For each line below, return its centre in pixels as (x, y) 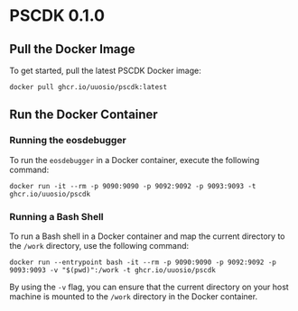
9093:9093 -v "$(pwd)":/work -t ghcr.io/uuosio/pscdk (113, 270)
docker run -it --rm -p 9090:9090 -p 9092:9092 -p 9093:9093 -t (133, 186)
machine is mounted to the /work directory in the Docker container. (134, 296)
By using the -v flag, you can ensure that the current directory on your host (149, 287)
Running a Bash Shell (56, 216)
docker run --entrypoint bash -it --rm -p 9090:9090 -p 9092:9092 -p (143, 262)
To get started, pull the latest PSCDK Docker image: (105, 70)
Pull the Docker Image (72, 49)
